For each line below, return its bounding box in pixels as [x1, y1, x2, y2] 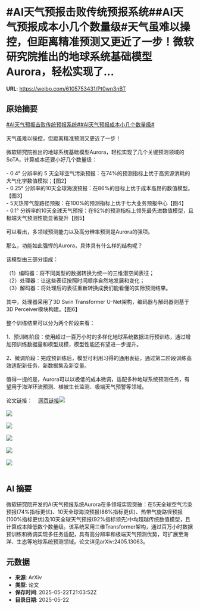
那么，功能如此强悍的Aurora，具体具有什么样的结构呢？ [6, 242, 143, 249]
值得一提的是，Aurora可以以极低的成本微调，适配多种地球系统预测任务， [6, 375, 185, 383]
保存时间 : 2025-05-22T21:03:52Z [14, 589, 97, 596]
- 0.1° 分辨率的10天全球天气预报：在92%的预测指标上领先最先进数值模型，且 [6, 207, 194, 214]
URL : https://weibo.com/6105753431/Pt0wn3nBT [6, 85, 126, 92]
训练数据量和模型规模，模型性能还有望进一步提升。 [16, 340, 142, 347]
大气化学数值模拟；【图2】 [6, 177, 70, 184]
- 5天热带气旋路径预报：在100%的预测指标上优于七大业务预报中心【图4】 [6, 199, 187, 206]
